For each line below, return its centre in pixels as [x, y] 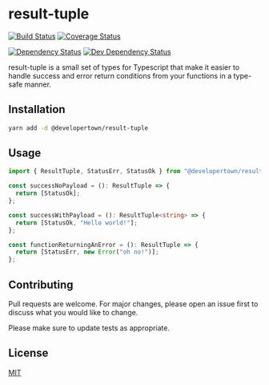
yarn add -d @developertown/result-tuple [78, 128]
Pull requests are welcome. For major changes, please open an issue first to [133, 304]
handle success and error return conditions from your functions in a [120, 75]
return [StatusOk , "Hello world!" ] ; [76, 223]
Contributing [41, 284]
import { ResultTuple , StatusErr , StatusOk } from [94, 172]
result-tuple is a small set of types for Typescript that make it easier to [124, 67]
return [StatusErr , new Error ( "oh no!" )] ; [87, 252]
